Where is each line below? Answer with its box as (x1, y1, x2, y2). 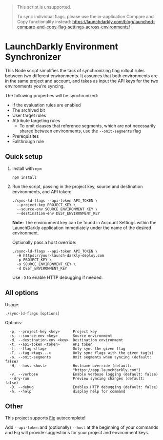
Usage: (5, 301, 20, 307)
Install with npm (12, 166, 42, 171)
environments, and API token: (12, 189, 72, 194)
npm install (12, 175, 37, 180)
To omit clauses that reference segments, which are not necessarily (19, 123, 156, 128)
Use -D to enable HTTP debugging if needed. (12, 274, 103, 280)
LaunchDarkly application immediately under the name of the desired (12, 225, 151, 230)
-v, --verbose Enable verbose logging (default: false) (9, 372, 159, 377)
